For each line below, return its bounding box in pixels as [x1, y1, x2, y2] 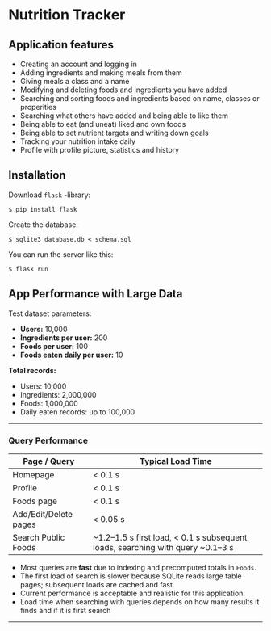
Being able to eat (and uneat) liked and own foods [19, 120, 186, 128]
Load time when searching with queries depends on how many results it [19, 596, 260, 607]
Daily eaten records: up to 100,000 [19, 406, 135, 417]
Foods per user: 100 [19, 341, 89, 351]
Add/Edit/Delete [12, 508, 73, 520]
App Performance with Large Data [8, 287, 183, 301]
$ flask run [8, 265, 48, 273]
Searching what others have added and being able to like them [19, 111, 228, 120]
